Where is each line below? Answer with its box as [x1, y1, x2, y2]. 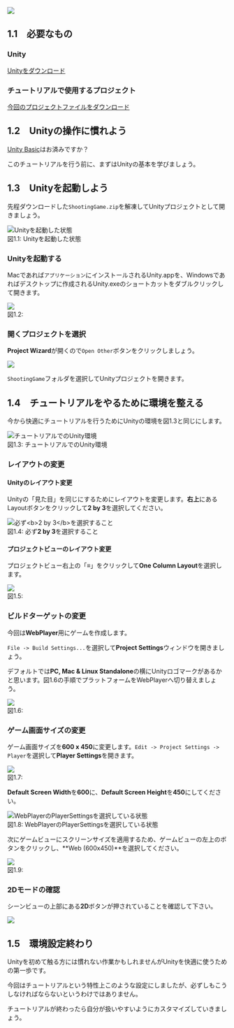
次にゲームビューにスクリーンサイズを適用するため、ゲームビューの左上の [7, 835, 221, 844]
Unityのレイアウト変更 [7, 478, 73, 486]
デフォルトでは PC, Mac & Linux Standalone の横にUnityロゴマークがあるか [7, 667, 222, 675]
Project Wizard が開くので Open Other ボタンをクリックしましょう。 [7, 347, 199, 355]
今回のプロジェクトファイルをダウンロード [7, 102, 130, 111]
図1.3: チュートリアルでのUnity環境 [7, 440, 108, 449]
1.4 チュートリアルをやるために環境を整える [7, 397, 204, 409]
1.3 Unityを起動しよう [7, 182, 109, 194]
